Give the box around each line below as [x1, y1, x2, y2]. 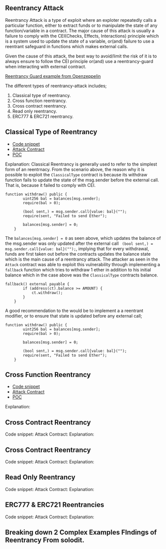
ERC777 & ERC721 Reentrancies [5, 500, 105, 509]
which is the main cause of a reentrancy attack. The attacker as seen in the [5, 256, 158, 262]
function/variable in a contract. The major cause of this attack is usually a [5, 27, 155, 34]
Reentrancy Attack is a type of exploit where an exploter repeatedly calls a [5, 17, 157, 23]
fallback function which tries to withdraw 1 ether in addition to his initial [5, 267, 151, 273]
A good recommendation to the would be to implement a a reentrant [5, 307, 143, 314]
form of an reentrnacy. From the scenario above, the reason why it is [5, 166, 145, 172]
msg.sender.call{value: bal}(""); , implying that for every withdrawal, [5, 245, 149, 252]
